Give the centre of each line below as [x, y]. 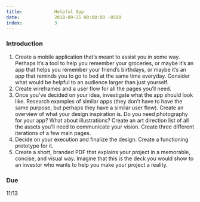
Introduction [24, 44]
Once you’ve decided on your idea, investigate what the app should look [104, 95]
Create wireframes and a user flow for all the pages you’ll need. [93, 88]
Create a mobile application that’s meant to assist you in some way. [97, 57]
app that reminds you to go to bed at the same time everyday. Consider [102, 76]
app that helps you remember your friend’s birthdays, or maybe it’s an [101, 69]
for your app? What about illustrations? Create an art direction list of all [102, 120]
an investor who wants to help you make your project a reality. [91, 164]
